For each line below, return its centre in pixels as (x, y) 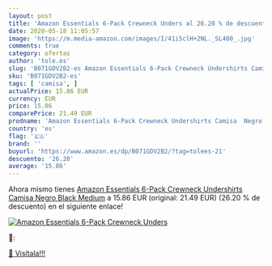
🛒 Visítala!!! (27, 253)
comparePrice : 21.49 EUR (50, 114)
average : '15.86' (38, 167)
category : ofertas (39, 53)
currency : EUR (32, 99)
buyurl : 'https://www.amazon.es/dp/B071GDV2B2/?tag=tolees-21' (117, 151)
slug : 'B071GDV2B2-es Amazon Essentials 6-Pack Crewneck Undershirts (128, 69)
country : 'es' (32, 129)
